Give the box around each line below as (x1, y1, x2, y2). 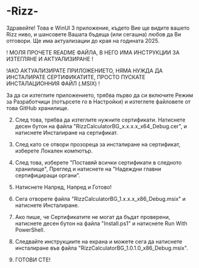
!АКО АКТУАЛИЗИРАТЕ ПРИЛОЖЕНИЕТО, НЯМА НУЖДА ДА (6, 67, 163, 74)
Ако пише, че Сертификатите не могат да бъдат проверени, (15, 213, 171, 220)
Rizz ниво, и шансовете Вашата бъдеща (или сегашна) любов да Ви (6, 30, 181, 38)
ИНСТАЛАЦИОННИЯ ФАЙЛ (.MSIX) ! (6, 80, 100, 87)
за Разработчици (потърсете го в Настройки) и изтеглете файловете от (6, 98, 191, 105)
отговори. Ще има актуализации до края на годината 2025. (6, 37, 160, 44)
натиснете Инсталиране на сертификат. (15, 129, 118, 136)
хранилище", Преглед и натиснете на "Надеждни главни (15, 165, 161, 172)
